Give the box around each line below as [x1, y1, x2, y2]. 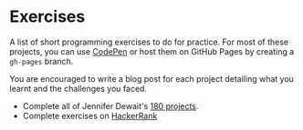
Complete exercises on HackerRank [22, 110, 158, 121]
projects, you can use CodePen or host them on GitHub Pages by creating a [9, 45, 295, 56]
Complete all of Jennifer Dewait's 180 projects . [22, 100, 199, 111]
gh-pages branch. [9, 55, 74, 66]
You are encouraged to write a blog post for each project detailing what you [9, 73, 295, 84]
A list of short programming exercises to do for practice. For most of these [9, 36, 289, 47]
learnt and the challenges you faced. [9, 83, 148, 94]
